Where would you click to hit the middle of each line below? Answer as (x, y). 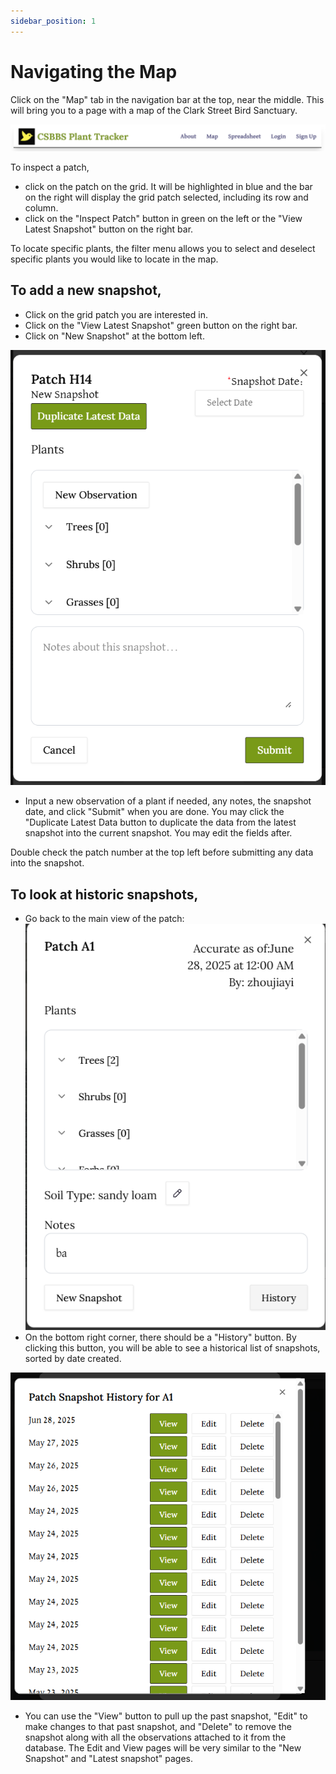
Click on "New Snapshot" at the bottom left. (114, 336)
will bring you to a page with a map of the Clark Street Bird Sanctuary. (154, 110)
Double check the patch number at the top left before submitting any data (162, 852)
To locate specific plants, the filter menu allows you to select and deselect (163, 248)
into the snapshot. (47, 863)
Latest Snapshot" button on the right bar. (109, 229)
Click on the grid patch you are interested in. (116, 314)
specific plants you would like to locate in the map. (114, 259)
